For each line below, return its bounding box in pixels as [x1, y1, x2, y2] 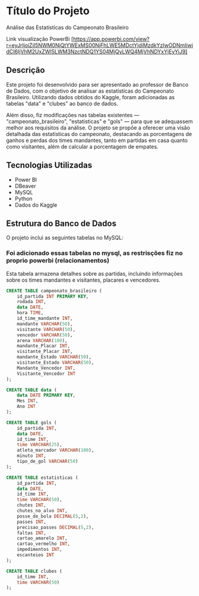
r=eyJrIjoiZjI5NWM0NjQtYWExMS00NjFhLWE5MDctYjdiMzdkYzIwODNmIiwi [6, 42, 193, 49]
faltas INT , [17, 530, 46, 536]
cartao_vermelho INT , [17, 541, 70, 547]
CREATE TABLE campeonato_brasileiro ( [6, 288, 102, 294]
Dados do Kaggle [14, 201, 58, 209]
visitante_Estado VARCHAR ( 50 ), [17, 360, 94, 366]
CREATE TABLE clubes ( [6, 568, 62, 574]
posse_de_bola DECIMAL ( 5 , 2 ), [17, 513, 89, 519]
